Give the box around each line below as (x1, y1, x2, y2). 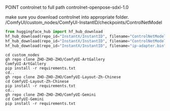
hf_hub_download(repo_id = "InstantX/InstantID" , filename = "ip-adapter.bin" (5, 43, 166, 48)
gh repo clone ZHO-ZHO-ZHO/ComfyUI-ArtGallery (5, 57, 105, 62)
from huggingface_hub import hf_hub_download (5, 29, 103, 34)
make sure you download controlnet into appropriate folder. (5, 14, 129, 20)
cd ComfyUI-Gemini (5, 96, 44, 101)
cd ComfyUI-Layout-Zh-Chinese (5, 79, 69, 84)
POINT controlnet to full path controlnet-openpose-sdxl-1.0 (5, 5, 129, 10)
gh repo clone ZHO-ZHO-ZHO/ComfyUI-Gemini (5, 92, 96, 97)
